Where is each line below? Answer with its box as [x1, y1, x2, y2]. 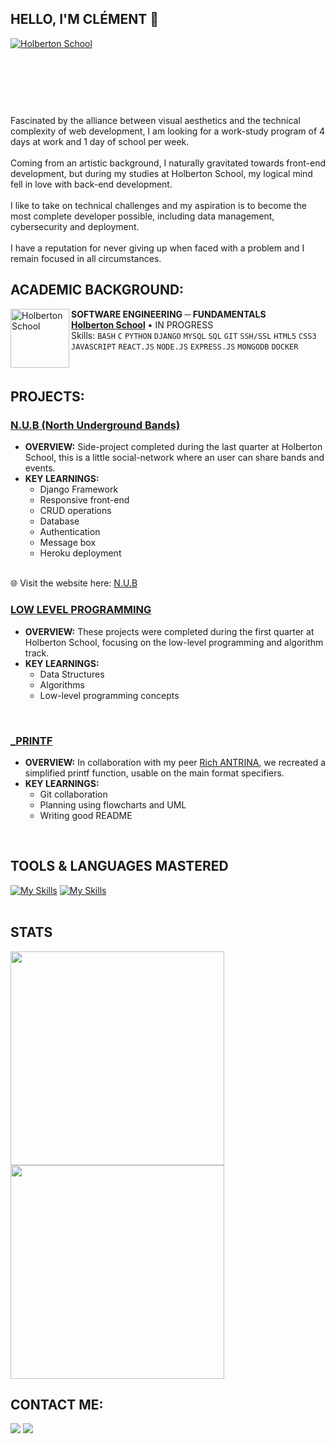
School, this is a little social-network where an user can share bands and [24, 452, 325, 464]
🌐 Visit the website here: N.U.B [10, 577, 138, 589]
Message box [39, 537, 97, 549]
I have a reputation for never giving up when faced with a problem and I [10, 242, 305, 254]
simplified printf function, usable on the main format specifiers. [24, 767, 285, 779]
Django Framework [39, 483, 119, 496]
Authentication [39, 526, 101, 538]
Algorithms [39, 678, 85, 691]
